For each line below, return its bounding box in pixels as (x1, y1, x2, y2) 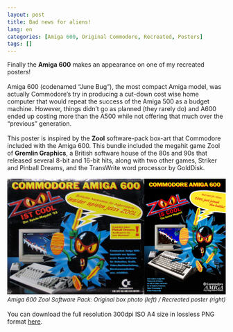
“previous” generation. (7, 119, 72, 128)
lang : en (7, 26, 33, 33)
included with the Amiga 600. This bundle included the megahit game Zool (7, 142, 221, 150)
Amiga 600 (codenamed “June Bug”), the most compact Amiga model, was (7, 83, 222, 91)
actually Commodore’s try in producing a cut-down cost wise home (7, 90, 199, 99)
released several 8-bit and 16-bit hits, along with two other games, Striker (7, 156, 217, 165)
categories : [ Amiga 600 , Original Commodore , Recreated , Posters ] (7, 33, 203, 40)
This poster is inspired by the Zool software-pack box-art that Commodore (7, 134, 221, 142)
